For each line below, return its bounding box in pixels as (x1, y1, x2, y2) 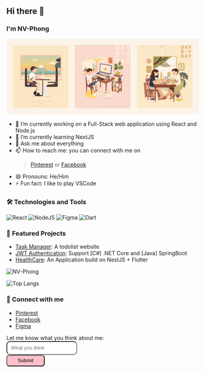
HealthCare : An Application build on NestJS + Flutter (15, 256, 149, 264)
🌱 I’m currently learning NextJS (15, 133, 94, 140)
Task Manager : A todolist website (15, 243, 100, 250)
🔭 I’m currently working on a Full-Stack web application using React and (15, 120, 197, 128)
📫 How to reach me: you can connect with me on (15, 147, 141, 154)
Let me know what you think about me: (6, 334, 104, 341)
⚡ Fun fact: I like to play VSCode (15, 179, 97, 187)
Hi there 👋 (6, 6, 45, 17)
